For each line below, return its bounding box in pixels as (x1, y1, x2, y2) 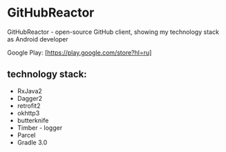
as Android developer (7, 35, 69, 43)
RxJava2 (17, 86, 43, 95)
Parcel (17, 131, 36, 139)
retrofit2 (17, 102, 41, 110)
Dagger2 (17, 94, 43, 102)
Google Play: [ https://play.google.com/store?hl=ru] (7, 48, 152, 57)
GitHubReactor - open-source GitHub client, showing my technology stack (7, 28, 220, 36)
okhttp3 (17, 108, 40, 117)
